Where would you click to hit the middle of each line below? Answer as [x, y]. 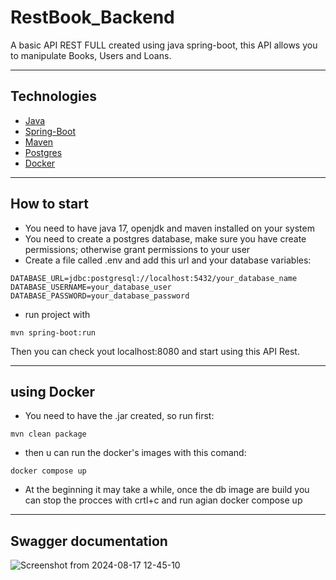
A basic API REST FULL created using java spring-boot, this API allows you [164, 45]
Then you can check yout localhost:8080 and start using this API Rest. [155, 351]
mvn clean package [48, 434]
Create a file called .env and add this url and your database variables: [168, 260]
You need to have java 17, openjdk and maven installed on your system [169, 228]
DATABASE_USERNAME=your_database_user [91, 287]
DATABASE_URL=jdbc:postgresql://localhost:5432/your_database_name [154, 278]
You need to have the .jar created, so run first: [119, 416]
